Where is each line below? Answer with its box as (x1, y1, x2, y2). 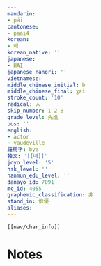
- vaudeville (7, 140, 45, 147)
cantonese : (7, 23, 39, 30)
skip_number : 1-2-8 (7, 107, 64, 114)
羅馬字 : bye (7, 146, 39, 153)
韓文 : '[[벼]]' (7, 152, 48, 160)
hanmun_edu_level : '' (7, 172, 70, 179)
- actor (7, 133, 30, 140)
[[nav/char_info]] (7, 224, 61, 230)
